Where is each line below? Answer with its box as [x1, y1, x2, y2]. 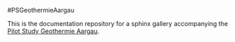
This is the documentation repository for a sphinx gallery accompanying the [7, 20, 229, 27]
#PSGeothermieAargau [7, 6, 74, 14]
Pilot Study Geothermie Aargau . [7, 27, 100, 35]
